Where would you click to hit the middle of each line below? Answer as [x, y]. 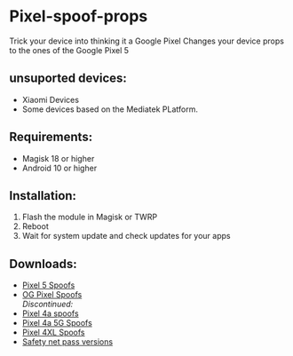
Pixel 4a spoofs [50, 313]
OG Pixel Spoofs [52, 295]
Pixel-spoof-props [79, 16]
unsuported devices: [68, 79]
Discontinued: [48, 305]
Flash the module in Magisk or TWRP [90, 217]
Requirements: [51, 137]
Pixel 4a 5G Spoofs [57, 323]
